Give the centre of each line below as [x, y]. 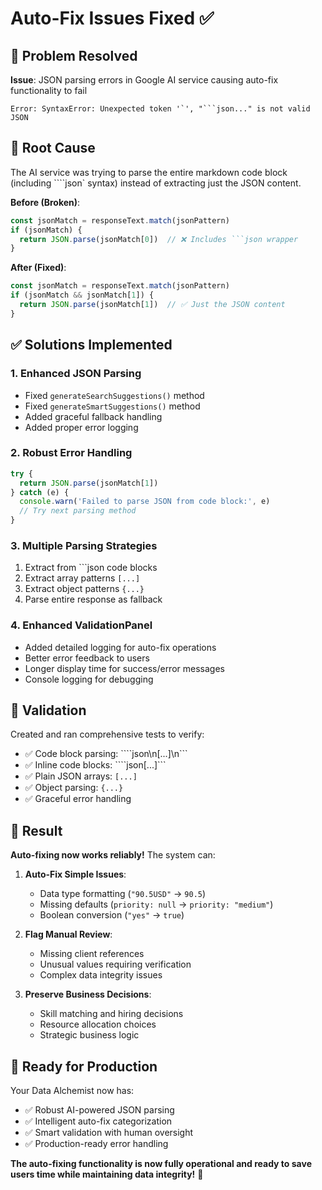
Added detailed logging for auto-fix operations [120, 647]
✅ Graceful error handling [78, 799]
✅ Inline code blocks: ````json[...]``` [95, 765]
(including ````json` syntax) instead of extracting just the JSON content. [156, 183]
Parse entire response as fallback [93, 599]
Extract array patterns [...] [82, 578]
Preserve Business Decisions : [88, 994]
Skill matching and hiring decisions [111, 1014]
